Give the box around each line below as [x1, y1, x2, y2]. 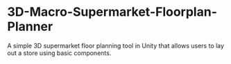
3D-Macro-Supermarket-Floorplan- [7, 4, 217, 20]
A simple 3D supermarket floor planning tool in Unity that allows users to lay [7, 41, 224, 50]
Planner [7, 19, 53, 34]
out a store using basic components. [7, 49, 112, 57]
